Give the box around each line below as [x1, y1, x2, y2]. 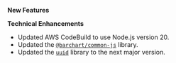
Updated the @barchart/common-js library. [17, 41, 138, 48]
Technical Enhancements [7, 20, 84, 27]
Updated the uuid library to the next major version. [17, 48, 165, 56]
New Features [7, 6, 50, 14]
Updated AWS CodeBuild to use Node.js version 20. [17, 33, 170, 41]
